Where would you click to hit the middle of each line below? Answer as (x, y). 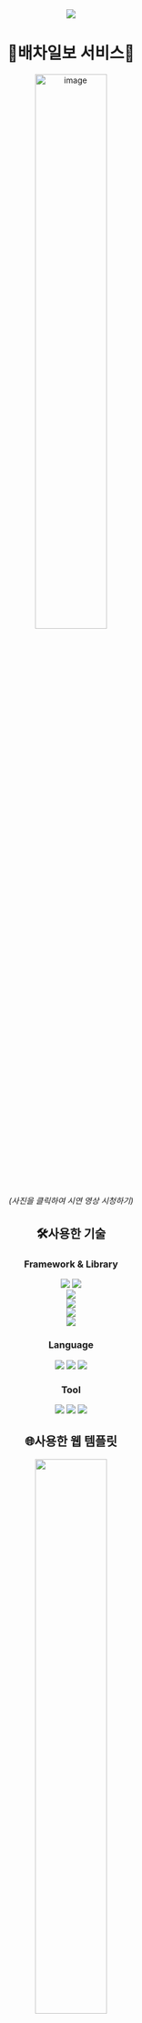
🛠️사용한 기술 (71, 1234)
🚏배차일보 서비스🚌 (71, 53)
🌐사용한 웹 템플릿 (71, 1441)
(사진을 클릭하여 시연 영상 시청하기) (71, 1200)
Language (71, 1345)
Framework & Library (71, 1264)
